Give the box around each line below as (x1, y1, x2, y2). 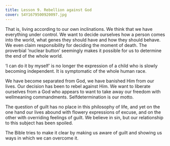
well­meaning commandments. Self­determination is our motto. (5, 94, 134, 100)
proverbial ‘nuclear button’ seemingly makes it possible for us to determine (5, 47, 162, 54)
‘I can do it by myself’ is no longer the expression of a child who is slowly (5, 63, 158, 69)
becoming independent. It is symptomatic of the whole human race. (5, 68, 147, 74)
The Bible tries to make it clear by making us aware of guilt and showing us (5, 129, 162, 135)
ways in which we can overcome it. (5, 135, 79, 141)
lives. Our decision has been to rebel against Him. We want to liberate (5, 83, 151, 89)
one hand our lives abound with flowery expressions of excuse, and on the (5, 109, 161, 115)
